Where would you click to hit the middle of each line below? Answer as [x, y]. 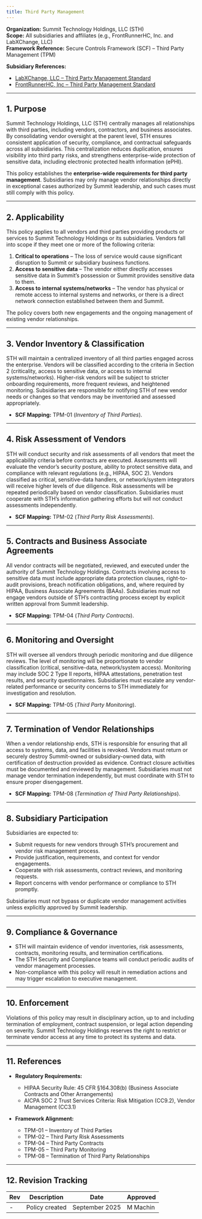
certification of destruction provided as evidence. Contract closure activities [101, 763]
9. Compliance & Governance [62, 932]
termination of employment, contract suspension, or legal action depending [99, 1024]
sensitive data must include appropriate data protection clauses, [86, 578]
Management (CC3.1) [50, 1107]
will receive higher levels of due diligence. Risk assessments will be [90, 486]
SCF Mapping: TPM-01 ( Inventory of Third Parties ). [78, 415]
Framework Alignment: [44, 1118]
